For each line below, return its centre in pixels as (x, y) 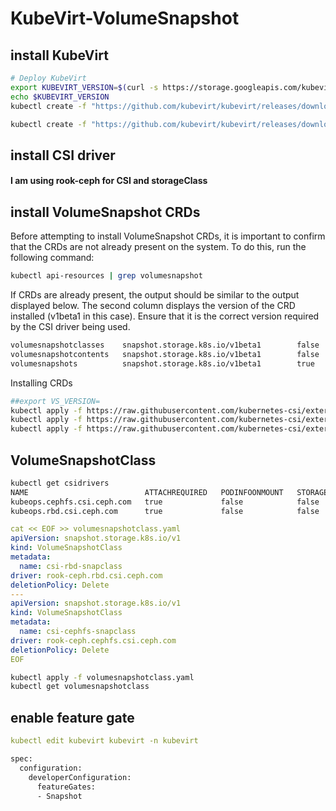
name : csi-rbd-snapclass (71, 566)
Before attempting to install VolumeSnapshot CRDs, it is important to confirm (168, 236)
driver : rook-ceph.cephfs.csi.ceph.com (93, 640)
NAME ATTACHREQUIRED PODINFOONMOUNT (147, 492)
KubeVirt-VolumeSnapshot (125, 18)
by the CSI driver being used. (70, 327)
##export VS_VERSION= (55, 401)
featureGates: (66, 787)
